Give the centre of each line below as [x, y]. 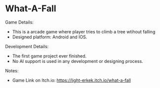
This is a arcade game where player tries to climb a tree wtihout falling [84, 31]
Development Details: [27, 46]
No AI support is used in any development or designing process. [78, 61]
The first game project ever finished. [49, 56]
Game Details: [19, 22]
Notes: [12, 71]
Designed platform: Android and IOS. [50, 37]
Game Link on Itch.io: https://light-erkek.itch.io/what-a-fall [71, 80]
